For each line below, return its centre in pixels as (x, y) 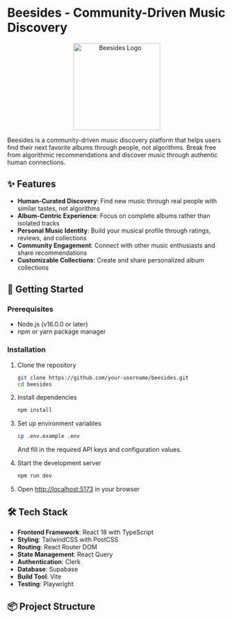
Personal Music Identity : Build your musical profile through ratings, (114, 230)
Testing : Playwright (45, 583)
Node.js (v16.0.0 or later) (52, 324)
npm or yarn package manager (61, 331)
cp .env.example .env (48, 437)
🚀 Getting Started (45, 289)
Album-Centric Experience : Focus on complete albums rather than (114, 216)
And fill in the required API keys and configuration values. (99, 450)
